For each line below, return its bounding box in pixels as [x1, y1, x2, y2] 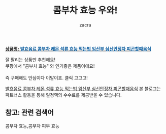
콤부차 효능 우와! [53, 5, 118, 16]
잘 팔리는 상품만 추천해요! [5, 57, 56, 63]
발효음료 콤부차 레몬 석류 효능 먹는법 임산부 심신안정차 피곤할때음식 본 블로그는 [5, 85, 161, 92]
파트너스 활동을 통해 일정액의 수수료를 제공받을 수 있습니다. [5, 92, 122, 98]
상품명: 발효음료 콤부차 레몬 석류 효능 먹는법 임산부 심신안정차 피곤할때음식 [5, 45, 151, 51]
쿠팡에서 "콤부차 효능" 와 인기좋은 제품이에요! [5, 63, 95, 69]
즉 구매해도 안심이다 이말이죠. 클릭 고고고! [5, 74, 88, 81]
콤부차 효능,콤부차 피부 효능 [5, 123, 60, 129]
